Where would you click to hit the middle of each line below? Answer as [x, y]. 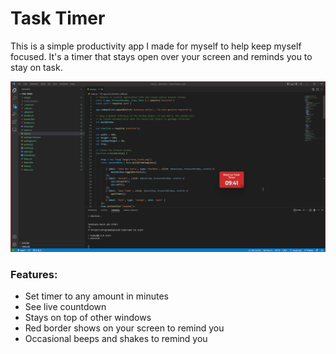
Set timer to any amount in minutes [96, 296]
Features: [34, 274]
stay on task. [36, 67]
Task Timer [58, 18]
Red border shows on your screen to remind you [124, 328]
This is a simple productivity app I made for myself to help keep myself [156, 46]
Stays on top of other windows [88, 317]
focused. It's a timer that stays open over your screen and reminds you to [161, 56]
